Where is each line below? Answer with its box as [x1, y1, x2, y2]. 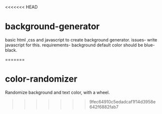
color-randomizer [5, 73, 78, 85]
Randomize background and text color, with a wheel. [5, 89, 110, 95]
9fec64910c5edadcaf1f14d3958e [89, 99, 156, 104]
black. [5, 47, 17, 53]
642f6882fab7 [89, 104, 119, 110]
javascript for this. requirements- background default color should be [5, 42, 143, 48]
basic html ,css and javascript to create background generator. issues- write [5, 37, 158, 43]
